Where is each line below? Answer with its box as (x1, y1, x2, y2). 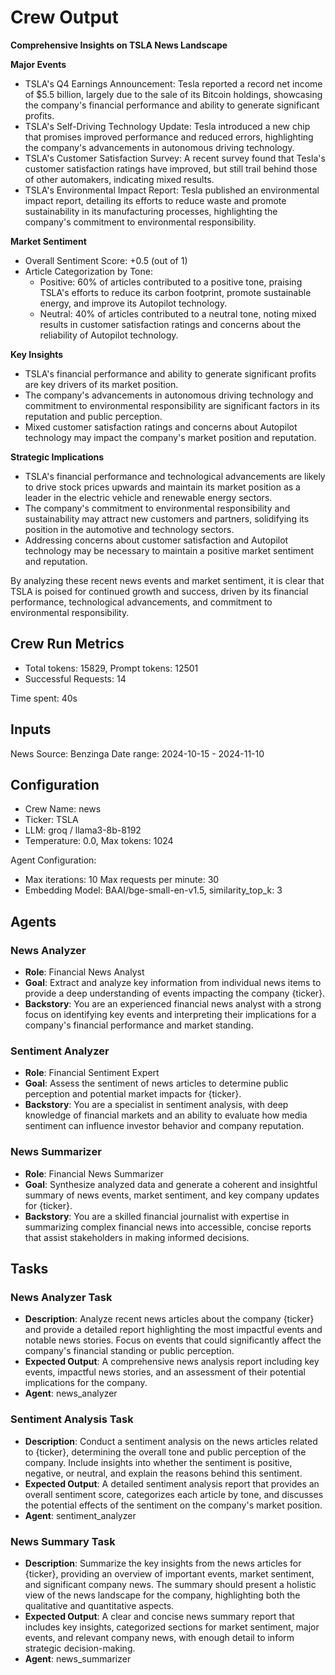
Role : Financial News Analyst (24, 966, 145, 978)
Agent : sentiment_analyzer (24, 1509, 137, 1521)
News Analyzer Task (10, 1290, 113, 1304)
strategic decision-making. (24, 1642, 136, 1654)
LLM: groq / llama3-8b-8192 (24, 824, 142, 836)
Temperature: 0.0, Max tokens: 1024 (24, 835, 174, 847)
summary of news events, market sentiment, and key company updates (24, 1189, 320, 1201)
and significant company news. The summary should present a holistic (24, 1578, 317, 1590)
